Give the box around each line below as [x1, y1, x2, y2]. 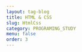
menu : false [6, 31, 36, 37]
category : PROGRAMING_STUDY [6, 25, 77, 32]
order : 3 [6, 36, 28, 42]
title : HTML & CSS [6, 14, 52, 20]
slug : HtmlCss [6, 20, 42, 26]
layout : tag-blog [6, 8, 50, 15]
